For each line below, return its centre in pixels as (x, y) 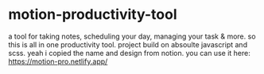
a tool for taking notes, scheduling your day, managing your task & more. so (132, 36)
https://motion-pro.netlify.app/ (58, 61)
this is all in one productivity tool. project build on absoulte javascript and (128, 44)
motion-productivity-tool (93, 15)
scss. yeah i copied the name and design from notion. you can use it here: (129, 53)
